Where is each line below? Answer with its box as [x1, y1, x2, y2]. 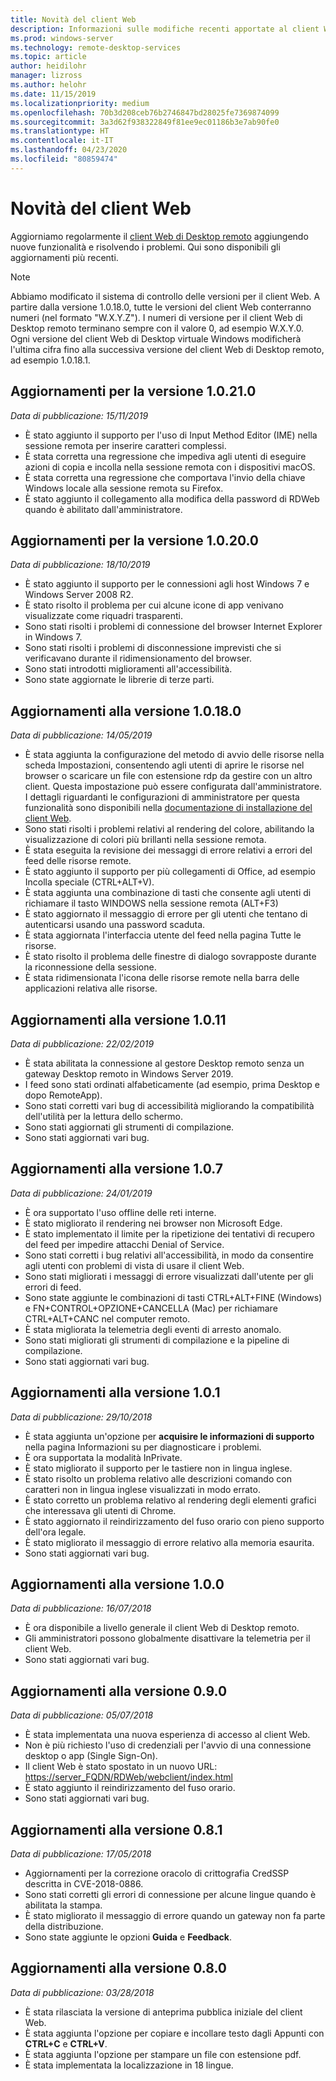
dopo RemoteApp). [24, 1089, 103, 1101]
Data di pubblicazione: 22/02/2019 [10, 1037, 155, 1050]
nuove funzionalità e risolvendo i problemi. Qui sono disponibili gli [10, 241, 281, 253]
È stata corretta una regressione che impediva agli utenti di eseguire [24, 450, 307, 462]
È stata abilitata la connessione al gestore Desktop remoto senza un [24, 1057, 305, 1069]
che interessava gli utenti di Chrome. [24, 1504, 177, 1516]
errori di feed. [24, 1281, 82, 1293]
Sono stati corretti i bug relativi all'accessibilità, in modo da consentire [24, 1249, 314, 1261]
